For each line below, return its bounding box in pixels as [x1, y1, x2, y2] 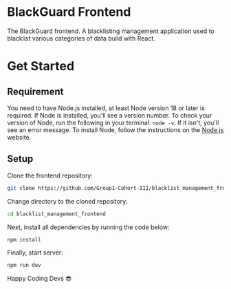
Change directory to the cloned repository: [7, 197, 129, 205]
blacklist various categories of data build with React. [7, 34, 156, 42]
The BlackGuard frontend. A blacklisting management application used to [7, 27, 214, 35]
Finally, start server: [7, 248, 63, 257]
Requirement [7, 85, 64, 97]
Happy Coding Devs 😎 [7, 275, 72, 283]
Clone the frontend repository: [7, 171, 93, 180]
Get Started [7, 58, 74, 74]
